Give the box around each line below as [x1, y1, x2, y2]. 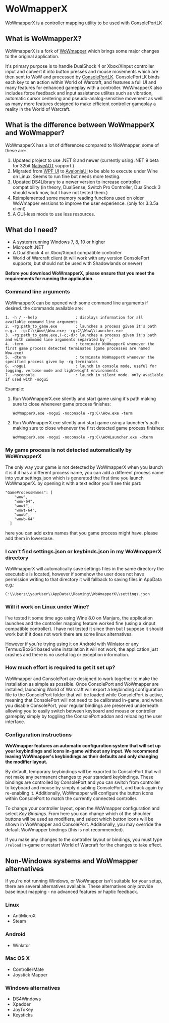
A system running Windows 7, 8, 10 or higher [12, 239, 105, 245]
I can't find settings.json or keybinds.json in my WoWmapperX [5, 548, 162, 555]
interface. [5, 719, 25, 725]
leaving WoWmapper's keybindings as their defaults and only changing [5, 753, 158, 760]
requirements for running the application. [5, 276, 94, 282]
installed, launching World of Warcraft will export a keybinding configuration [5, 686, 163, 692]
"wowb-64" [14, 516, 35, 521]
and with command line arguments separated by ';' [5, 337, 114, 342]
